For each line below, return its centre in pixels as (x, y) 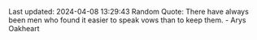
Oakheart (24, 28)
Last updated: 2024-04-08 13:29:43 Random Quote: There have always (129, 12)
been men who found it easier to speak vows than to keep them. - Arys (127, 20)
